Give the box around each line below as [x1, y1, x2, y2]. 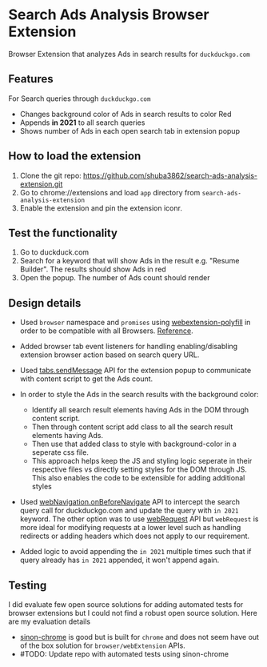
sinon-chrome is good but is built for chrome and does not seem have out [19, 633, 260, 641]
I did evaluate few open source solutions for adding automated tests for [8, 600, 244, 609]
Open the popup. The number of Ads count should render [19, 273, 210, 283]
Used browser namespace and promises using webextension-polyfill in [19, 318, 251, 327]
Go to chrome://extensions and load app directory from [19, 187, 201, 197]
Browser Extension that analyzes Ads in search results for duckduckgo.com [8, 49, 250, 58]
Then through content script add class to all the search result [31, 422, 233, 432]
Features [8, 72, 54, 86]
